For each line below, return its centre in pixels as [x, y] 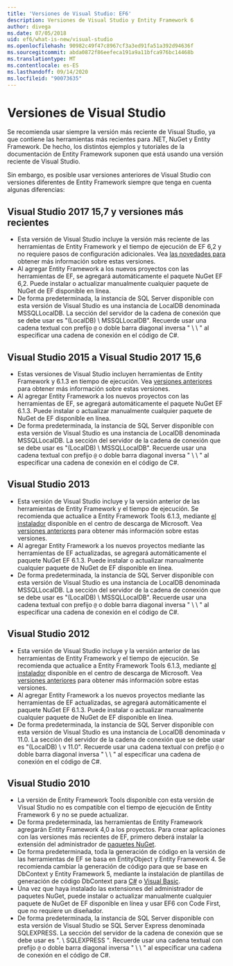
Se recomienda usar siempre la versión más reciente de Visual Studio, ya [111, 132]
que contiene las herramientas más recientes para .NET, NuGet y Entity [109, 139]
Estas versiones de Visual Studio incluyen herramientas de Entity [110, 373]
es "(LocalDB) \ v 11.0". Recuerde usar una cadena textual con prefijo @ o [121, 747]
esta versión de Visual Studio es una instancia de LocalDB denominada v [121, 732]
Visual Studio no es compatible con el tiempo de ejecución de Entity [114, 807]
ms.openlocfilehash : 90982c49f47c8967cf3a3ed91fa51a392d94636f [101, 46]
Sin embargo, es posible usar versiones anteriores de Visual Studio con [109, 175]
